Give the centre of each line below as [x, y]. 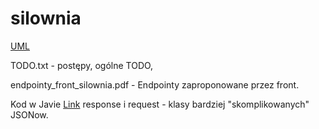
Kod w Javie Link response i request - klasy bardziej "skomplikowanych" [160, 104]
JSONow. [29, 114]
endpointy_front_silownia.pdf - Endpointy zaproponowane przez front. [155, 84]
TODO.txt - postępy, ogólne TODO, [82, 65]
